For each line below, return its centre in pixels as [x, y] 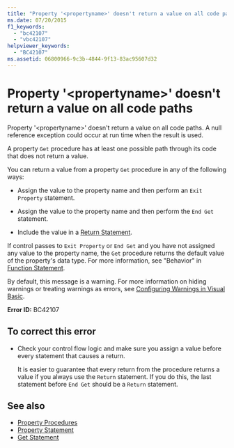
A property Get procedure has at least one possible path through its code [112, 148]
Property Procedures [47, 423]
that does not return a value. [48, 156]
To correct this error [52, 332]
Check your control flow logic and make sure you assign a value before [119, 348]
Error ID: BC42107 [33, 309]
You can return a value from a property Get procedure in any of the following [117, 169]
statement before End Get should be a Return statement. [98, 384]
